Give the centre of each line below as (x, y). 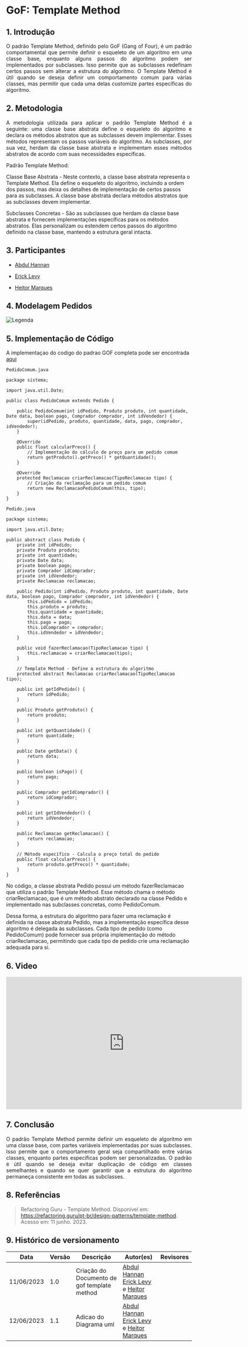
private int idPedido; (44, 545)
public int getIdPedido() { (51, 690)
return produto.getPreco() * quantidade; (79, 865)
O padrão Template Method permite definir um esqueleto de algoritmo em (99, 1139)
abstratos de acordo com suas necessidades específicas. (76, 154)
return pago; (43, 777)
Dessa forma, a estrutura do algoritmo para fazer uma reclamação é (88, 916)
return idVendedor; (51, 818)
